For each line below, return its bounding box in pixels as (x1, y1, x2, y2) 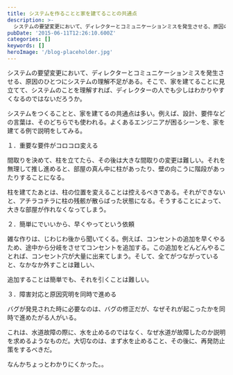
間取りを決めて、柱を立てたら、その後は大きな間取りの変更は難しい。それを (7, 156, 226, 164)
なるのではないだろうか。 (12, 94, 86, 102)
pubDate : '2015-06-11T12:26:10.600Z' (7, 29, 116, 37)
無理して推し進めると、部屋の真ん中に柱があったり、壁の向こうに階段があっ (7, 164, 225, 173)
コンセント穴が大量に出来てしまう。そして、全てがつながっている (31, 252, 219, 260)
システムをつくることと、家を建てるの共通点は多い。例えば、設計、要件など (7, 109, 225, 118)
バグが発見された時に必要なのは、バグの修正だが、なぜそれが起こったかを (7, 304, 220, 313)
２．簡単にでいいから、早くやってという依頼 (7, 219, 135, 228)
